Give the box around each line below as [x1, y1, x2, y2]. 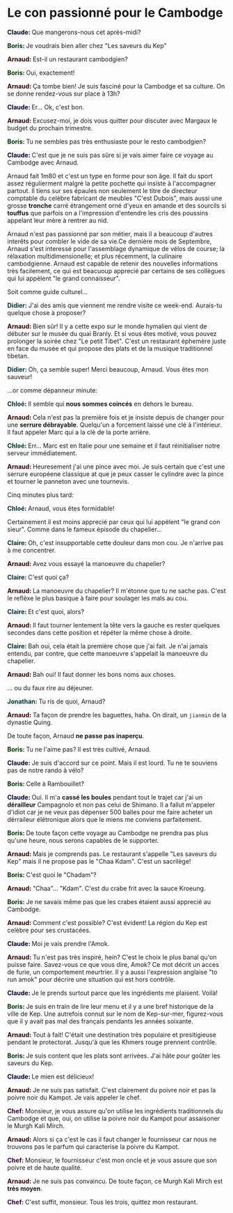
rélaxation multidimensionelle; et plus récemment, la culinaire [7, 252, 183, 260]
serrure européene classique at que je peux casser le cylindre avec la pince [7, 469, 224, 478]
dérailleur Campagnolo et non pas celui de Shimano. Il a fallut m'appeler [7, 800, 216, 809]
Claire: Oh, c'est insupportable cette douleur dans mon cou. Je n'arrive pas [7, 538, 224, 547]
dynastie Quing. [7, 718, 53, 726]
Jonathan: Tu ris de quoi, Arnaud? [7, 697, 106, 705]
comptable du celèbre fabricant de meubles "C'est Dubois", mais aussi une [7, 194, 223, 202]
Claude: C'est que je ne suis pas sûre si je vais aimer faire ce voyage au [7, 151, 214, 159]
